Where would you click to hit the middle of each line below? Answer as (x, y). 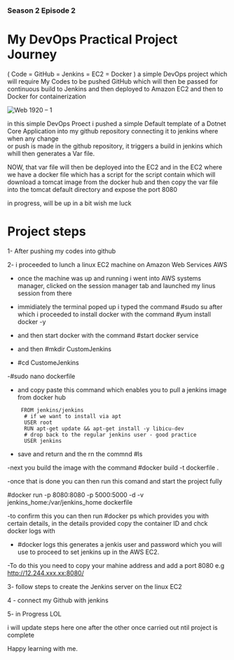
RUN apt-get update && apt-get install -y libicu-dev (104, 428)
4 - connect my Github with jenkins (58, 600)
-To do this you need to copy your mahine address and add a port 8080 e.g (116, 565)
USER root (38, 422)
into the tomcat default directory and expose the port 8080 (92, 189)
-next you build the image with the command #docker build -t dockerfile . (113, 467)
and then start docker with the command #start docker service (108, 335)
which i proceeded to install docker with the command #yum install (114, 314)
